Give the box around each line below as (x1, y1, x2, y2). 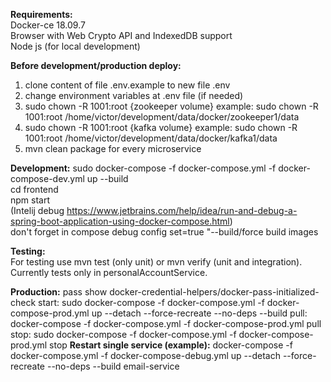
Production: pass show (10, 286, 108, 298)
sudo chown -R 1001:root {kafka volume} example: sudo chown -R (24, 122, 298, 133)
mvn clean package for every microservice (24, 143, 202, 154)
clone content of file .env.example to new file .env (24, 79, 231, 91)
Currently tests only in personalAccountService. (10, 267, 208, 278)
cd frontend (10, 184, 59, 195)
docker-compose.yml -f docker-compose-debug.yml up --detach (10, 350, 281, 361)
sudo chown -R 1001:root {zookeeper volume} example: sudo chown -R (24, 100, 319, 112)
